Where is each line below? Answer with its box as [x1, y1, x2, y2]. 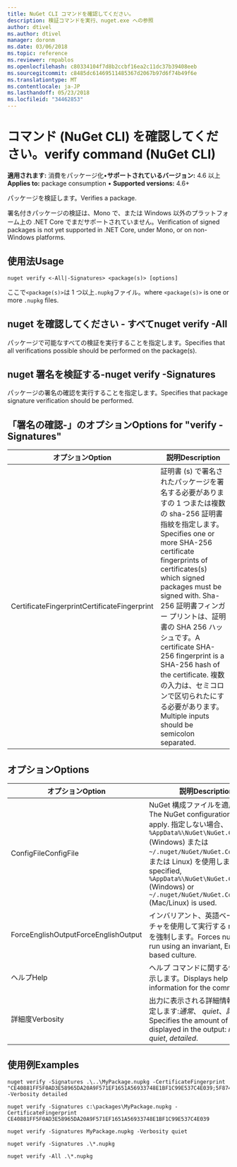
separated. [160, 738, 196, 748]
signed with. [160, 591, 201, 600]
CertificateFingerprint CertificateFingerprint [11, 601, 154, 611]
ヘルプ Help [11, 973, 48, 982]
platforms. [35, 233, 66, 241]
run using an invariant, [149, 941, 223, 951]
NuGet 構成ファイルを [149, 800, 222, 809]
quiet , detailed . [149, 1033, 199, 1043]
